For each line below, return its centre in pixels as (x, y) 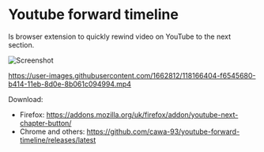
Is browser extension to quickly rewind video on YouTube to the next (120, 36)
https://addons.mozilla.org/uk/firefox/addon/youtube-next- (142, 114)
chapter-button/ (45, 123)
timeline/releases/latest (58, 139)
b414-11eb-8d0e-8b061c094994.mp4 (70, 84)
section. (21, 44)
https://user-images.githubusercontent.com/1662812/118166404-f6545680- (132, 75)
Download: (26, 99)
